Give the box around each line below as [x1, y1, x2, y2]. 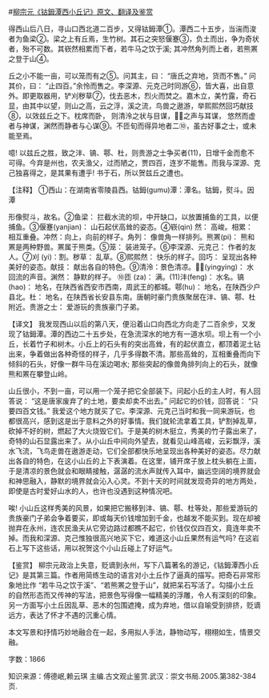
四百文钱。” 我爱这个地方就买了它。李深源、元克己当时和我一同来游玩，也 [14, 407, 256, 415]
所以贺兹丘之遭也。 [123, 168, 188, 178]
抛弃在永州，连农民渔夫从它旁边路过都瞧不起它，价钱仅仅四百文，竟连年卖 [8, 523, 254, 532]
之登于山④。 [8, 54, 54, 63]
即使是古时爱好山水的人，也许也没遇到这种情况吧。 [8, 487, 177, 495]
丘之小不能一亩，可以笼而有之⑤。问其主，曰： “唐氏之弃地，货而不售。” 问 [8, 71, 256, 80]
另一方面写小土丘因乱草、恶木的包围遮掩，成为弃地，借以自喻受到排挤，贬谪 [8, 600, 261, 610]
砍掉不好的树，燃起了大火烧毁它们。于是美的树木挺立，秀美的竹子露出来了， [8, 427, 261, 435]
